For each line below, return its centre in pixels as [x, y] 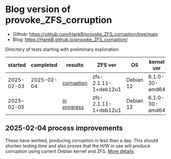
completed [44, 65]
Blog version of [38, 9]
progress [73, 107]
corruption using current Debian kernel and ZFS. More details [69, 151]
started [17, 65]
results [75, 65]
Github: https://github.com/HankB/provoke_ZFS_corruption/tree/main [85, 34]
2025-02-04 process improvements [64, 128]
